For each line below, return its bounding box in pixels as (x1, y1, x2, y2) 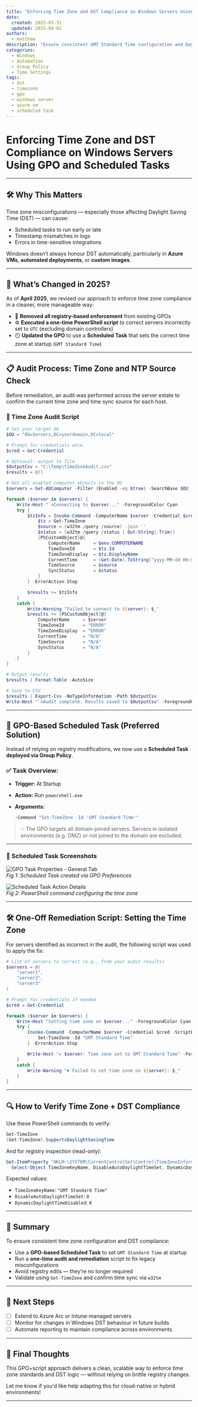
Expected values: (6, 1175, 48, 1182)
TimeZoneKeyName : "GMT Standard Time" (14, 1186, 108, 1193)
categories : (6, 47, 35, 53)
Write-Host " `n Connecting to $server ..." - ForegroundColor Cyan (16, 502, 178, 507)
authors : (6, 31, 28, 37)
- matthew (11, 36, 35, 42)
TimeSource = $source (48, 562, 117, 568)
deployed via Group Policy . (6, 752, 74, 759)
